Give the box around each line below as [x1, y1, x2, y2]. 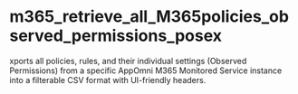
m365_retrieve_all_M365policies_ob [9, 6, 290, 27]
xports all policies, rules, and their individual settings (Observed [9, 55, 247, 66]
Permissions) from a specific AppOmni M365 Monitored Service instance [9, 65, 283, 76]
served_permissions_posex [9, 25, 223, 46]
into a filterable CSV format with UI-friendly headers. [9, 74, 207, 85]
